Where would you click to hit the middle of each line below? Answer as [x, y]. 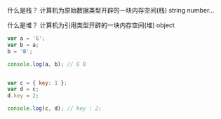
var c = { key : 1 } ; [38, 83]
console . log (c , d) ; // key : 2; [54, 108]
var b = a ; [23, 45]
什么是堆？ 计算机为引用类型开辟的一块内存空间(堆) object [91, 25]
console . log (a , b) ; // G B [47, 64]
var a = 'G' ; [26, 38]
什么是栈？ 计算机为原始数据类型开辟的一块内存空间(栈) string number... [111, 10]
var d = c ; [23, 90]
